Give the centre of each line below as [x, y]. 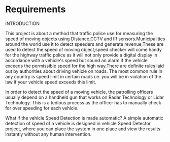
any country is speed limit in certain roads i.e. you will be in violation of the [83, 76]
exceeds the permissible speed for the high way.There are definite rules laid [84, 66]
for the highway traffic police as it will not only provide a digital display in [81, 55]
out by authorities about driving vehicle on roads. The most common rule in [84, 71]
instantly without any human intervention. [48, 134]
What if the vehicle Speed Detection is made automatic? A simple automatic [84, 118]
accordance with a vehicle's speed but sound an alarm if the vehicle [77, 60]
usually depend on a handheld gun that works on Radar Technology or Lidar [84, 97]
